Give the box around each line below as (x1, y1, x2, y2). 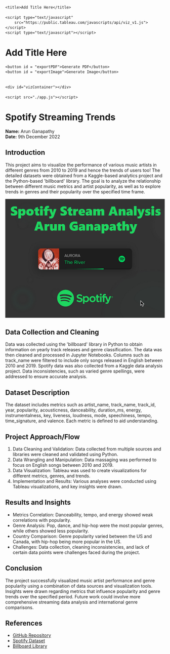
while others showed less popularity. (12, 527, 90, 534)
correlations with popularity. (12, 517, 71, 523)
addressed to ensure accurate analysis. (5, 374, 88, 380)
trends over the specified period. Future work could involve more (5, 593, 141, 599)
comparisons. (5, 604, 34, 610)
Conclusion (5, 564, 42, 573)
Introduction (5, 148, 46, 157)
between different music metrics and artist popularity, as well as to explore (5, 183, 161, 189)
